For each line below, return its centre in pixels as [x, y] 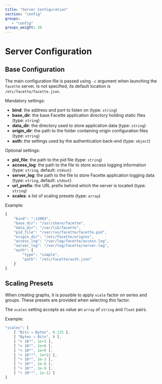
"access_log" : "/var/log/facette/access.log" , [61, 241]
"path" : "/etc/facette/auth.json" [57, 259]
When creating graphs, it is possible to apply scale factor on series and [76, 295]
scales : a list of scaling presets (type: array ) [56, 196]
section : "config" [23, 14]
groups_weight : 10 [23, 28]
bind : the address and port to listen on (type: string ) [65, 110]
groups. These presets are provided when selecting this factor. [68, 300]
